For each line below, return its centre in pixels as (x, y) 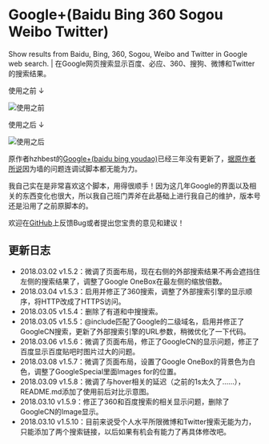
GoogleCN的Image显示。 (61, 411)
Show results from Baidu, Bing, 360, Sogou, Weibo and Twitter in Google (128, 54)
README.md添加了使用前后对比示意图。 (86, 391)
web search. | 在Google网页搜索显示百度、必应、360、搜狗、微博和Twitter (132, 63)
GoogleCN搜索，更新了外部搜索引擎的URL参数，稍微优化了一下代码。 (135, 331)
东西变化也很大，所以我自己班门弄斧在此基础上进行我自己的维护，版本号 (141, 196)
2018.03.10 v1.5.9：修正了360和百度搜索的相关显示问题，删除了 (124, 402)
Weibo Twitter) (59, 32)
